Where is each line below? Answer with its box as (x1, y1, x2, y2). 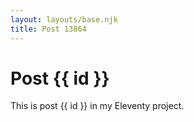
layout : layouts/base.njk (10, 14, 118, 25)
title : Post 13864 (10, 24, 87, 34)
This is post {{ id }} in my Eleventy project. (10, 100, 185, 112)
